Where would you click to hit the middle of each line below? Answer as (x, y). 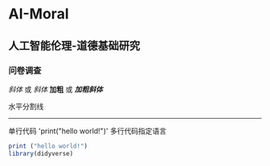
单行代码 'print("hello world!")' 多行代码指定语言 (88, 131)
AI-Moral (39, 14)
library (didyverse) (41, 153)
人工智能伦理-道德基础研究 (74, 45)
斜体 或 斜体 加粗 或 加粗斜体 (55, 89)
